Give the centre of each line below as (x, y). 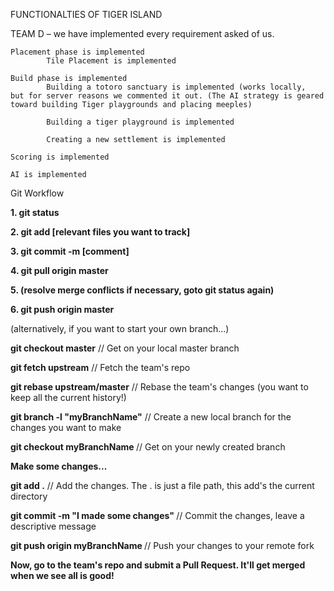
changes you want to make (66, 427)
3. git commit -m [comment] (70, 251)
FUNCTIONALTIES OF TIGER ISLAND (86, 14)
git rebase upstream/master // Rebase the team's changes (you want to (159, 387)
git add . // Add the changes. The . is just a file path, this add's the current (162, 485)
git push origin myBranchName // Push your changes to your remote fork (162, 545)
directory (29, 496)
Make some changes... (59, 466)
